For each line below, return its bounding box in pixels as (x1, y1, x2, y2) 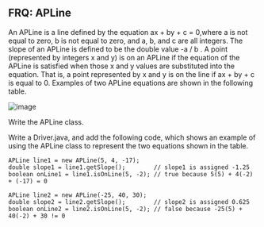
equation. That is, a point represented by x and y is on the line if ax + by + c (8, 69, 255, 79)
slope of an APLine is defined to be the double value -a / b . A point (8, 44, 228, 54)
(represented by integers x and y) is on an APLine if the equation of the (8, 52, 240, 62)
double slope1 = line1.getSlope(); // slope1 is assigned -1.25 (8, 163, 250, 171)
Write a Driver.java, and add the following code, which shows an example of (8, 133, 256, 142)
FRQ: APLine (8, 6, 71, 20)
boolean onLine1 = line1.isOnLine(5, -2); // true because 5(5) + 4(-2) (8, 170, 254, 178)
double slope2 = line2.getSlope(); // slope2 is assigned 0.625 (8, 198, 250, 206)
